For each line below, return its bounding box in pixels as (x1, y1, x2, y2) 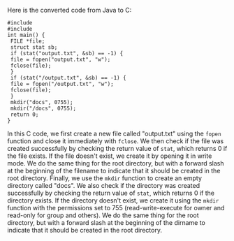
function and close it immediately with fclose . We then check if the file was (7, 137, 224, 145)
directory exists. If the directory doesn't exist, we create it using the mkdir (7, 196, 219, 205)
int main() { (7, 31, 45, 38)
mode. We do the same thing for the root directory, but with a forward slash (7, 159, 224, 167)
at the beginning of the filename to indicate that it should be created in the (7, 167, 221, 175)
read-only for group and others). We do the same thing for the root (7, 211, 199, 219)
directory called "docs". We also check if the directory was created (7, 182, 200, 189)
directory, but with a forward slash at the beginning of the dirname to (7, 219, 206, 226)
